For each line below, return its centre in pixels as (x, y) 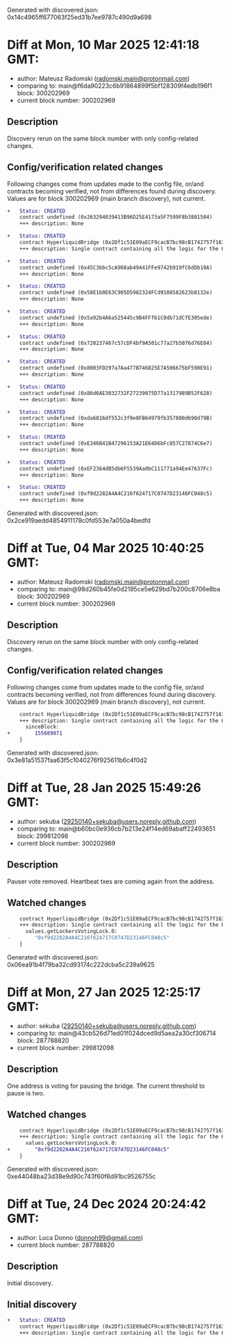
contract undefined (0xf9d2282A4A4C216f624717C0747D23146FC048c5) (116, 494)
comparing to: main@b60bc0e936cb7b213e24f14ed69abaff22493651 (116, 829)
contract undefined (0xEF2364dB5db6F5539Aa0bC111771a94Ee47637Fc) (116, 468)
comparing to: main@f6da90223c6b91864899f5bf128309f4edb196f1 (114, 86)
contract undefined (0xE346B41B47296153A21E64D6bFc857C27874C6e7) (116, 444)
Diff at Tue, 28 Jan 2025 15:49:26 (104, 788)
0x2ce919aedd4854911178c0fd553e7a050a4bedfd (79, 521)
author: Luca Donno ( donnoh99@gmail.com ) (80, 1237)
